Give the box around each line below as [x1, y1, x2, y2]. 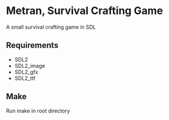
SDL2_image [14, 62, 46, 69]
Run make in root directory [6, 107, 70, 114]
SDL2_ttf [14, 74, 36, 81]
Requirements [6, 40, 58, 50]
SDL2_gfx [14, 68, 39, 76]
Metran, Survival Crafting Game [6, 4, 163, 18]
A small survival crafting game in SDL [6, 23, 96, 30]
